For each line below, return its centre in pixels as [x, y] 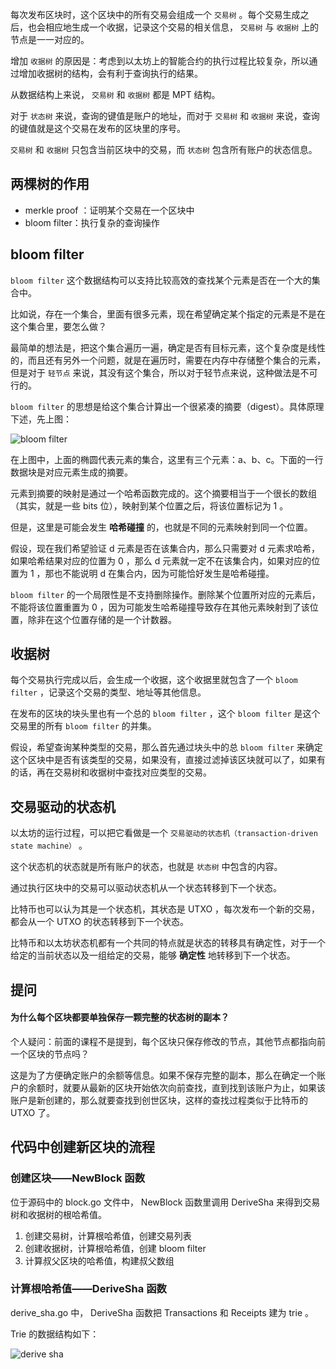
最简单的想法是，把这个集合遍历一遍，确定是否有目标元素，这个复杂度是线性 [168, 347]
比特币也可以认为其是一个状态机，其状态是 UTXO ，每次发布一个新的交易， [165, 909]
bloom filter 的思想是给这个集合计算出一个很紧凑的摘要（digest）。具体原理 [167, 406]
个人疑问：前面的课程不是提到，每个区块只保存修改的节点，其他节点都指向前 [168, 1041]
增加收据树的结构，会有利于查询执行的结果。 [110, 73]
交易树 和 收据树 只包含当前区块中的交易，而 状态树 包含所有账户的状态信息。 [164, 149]
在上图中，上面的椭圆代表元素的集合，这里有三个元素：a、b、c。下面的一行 [167, 459]
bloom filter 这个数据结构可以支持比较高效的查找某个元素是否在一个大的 [161, 280]
